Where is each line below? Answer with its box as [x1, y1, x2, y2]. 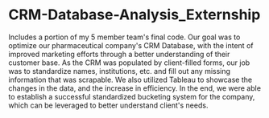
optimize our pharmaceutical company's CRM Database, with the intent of [8, 40, 254, 50]
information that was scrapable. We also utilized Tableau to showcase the [8, 75, 252, 84]
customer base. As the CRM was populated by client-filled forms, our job [8, 58, 250, 67]
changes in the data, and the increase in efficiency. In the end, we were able [8, 83, 262, 93]
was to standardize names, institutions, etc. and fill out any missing [8, 66, 231, 75]
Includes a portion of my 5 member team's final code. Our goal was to [8, 32, 241, 42]
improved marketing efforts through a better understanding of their [8, 49, 230, 59]
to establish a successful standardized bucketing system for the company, [8, 92, 255, 101]
